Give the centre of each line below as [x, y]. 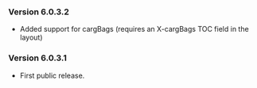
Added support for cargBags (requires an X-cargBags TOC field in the [134, 29]
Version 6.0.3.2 [39, 12]
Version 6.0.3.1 [38, 58]
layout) [31, 37]
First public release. [52, 75]
